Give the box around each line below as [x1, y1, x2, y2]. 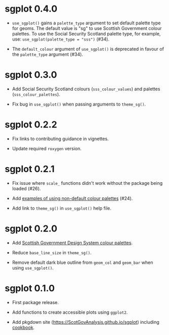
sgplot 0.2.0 [5, 223, 58, 234]
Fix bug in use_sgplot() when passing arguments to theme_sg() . [12, 101, 146, 107]
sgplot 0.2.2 [5, 119, 57, 130]
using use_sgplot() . [12, 264, 54, 271]
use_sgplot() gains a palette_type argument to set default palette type [12, 20, 161, 26]
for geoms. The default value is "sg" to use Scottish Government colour [12, 25, 162, 31]
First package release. [12, 299, 59, 305]
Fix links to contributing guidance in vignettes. [12, 136, 109, 142]
